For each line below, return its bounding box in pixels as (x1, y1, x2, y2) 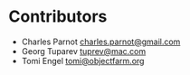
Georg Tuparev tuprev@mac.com (21, 45, 147, 56)
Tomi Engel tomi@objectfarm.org (21, 55, 145, 66)
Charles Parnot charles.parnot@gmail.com (21, 36, 181, 47)
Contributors (8, 6, 108, 27)
